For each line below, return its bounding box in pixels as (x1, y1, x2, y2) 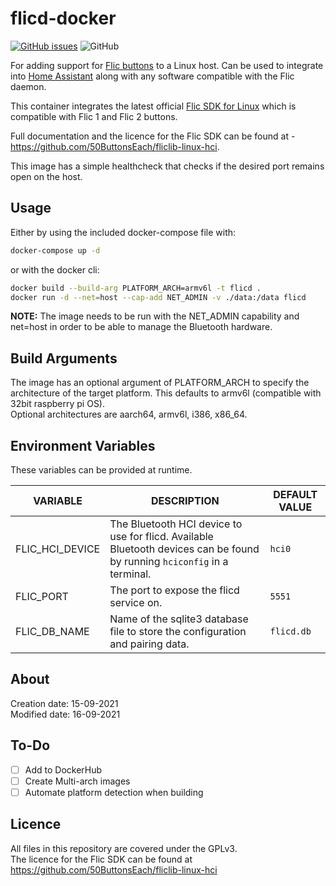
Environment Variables (10, 437, 156, 454)
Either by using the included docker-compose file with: (10, 226, 237, 238)
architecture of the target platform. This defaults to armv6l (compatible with (10, 387, 322, 399)
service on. (109, 596, 163, 609)
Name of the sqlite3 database (109, 612, 249, 626)
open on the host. (10, 170, 83, 182)
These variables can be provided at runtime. (10, 464, 193, 476)
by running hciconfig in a (109, 555, 229, 568)
